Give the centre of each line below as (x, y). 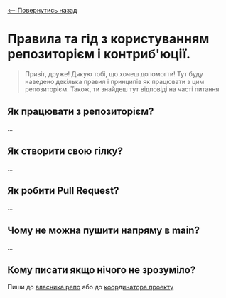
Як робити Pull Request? (63, 191)
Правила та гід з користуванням (108, 39)
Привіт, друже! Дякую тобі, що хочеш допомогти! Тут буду (114, 73)
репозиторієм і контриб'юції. (99, 55)
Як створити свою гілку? (65, 151)
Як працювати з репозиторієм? (81, 112)
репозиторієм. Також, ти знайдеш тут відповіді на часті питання (122, 89)
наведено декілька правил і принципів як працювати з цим (114, 81)
